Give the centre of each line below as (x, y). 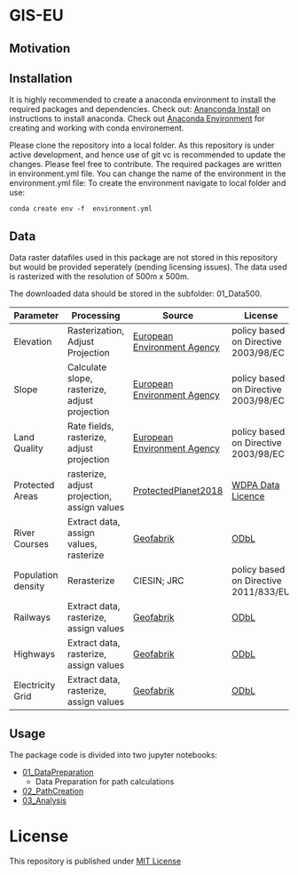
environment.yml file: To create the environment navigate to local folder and (148, 183)
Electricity (35, 686)
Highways (35, 654)
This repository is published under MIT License (95, 861)
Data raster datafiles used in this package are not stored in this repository (143, 258)
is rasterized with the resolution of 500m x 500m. (99, 277)
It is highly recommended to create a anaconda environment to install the (143, 100)
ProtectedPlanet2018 (178, 491)
